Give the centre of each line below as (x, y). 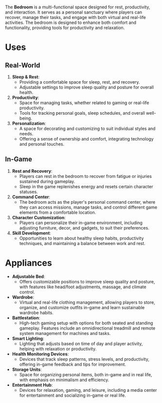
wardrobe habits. (36, 313)
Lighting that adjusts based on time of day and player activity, (81, 343)
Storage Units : (27, 369)
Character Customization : (39, 217)
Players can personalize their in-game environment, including (81, 223)
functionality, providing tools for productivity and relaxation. (65, 28)
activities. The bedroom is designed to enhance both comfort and (71, 22)
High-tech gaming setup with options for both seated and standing (86, 323)
